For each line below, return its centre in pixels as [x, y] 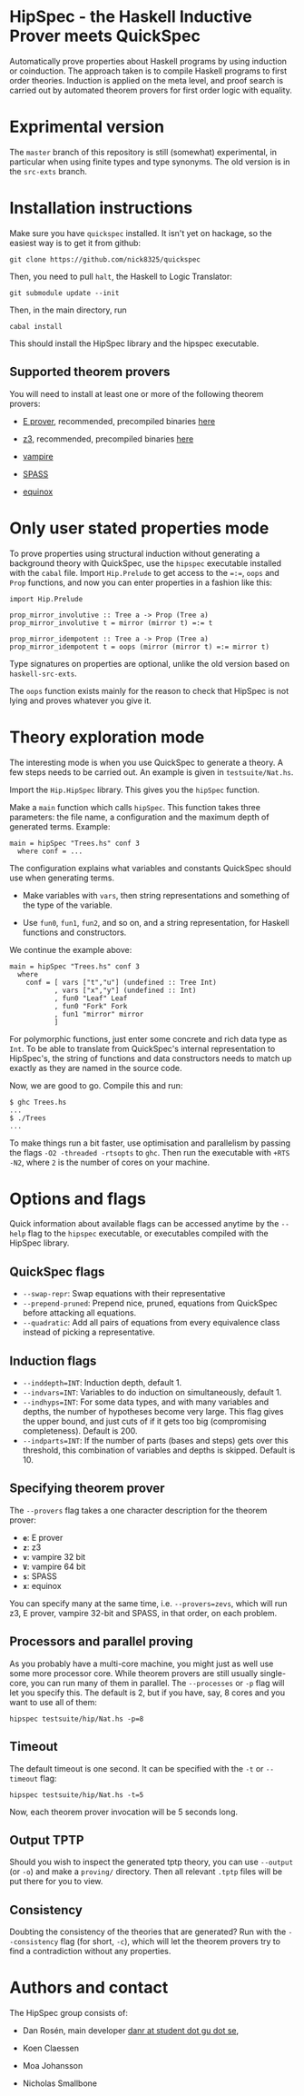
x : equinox [42, 1585]
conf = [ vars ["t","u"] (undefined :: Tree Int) [122, 982]
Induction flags [53, 1361]
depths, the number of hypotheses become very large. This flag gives [153, 1412]
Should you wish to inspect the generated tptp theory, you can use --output [151, 1862]
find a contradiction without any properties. [90, 1952]
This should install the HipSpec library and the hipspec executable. [134, 343]
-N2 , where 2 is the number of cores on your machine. [110, 1162]
